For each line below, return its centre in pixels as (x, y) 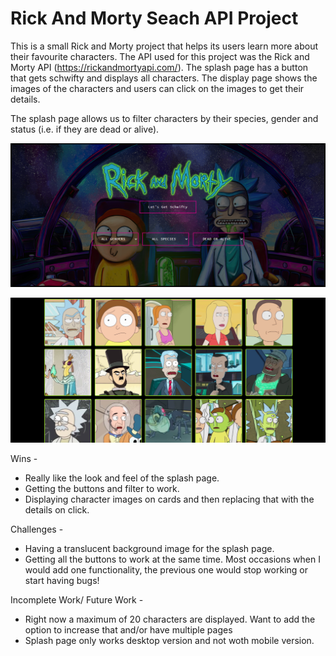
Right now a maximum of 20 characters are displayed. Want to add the (170, 619)
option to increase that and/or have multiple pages (128, 630)
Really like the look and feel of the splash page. (122, 478)
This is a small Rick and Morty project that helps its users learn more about (164, 46)
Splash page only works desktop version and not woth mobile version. (169, 641)
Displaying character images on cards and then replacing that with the (169, 499)
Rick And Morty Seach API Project (154, 18)
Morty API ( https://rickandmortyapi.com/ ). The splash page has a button (159, 67)
